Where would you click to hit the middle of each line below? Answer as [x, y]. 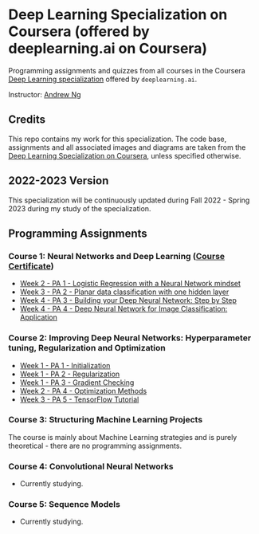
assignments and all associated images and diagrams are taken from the [127, 147]
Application [39, 317]
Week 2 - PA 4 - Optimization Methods [83, 391]
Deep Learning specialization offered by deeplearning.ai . [103, 79]
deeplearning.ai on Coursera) [108, 49]
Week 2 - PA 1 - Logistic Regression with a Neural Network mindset [130, 284]
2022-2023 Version [59, 181]
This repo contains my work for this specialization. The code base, [118, 139]
